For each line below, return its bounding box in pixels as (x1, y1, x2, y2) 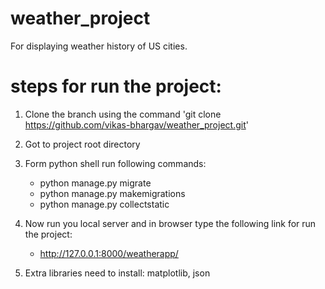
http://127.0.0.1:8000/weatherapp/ (39, 247, 179, 259)
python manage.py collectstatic (39, 198, 170, 210)
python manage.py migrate (39, 177, 152, 189)
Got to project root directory (24, 138, 141, 150)
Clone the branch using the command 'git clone (24, 108, 222, 120)
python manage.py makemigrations (39, 187, 186, 199)
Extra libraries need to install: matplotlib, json (24, 267, 211, 279)
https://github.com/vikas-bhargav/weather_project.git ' (24, 118, 249, 131)
